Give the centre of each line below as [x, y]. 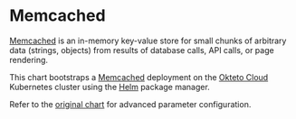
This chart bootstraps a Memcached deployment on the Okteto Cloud [139, 77]
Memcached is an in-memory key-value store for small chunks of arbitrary [148, 41]
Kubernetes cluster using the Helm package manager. [110, 87]
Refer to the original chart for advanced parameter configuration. [130, 104]
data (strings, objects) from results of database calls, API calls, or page [142, 50]
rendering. [29, 59]
